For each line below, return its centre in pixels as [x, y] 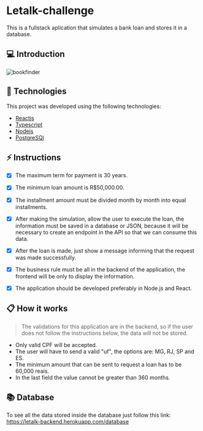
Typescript [29, 124]
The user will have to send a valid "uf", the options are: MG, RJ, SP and [105, 351]
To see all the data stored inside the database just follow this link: [89, 415]
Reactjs [25, 118]
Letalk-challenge [50, 11]
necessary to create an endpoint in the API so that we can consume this [106, 232]
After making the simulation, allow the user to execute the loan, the [100, 219]
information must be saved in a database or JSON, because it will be [102, 226]
